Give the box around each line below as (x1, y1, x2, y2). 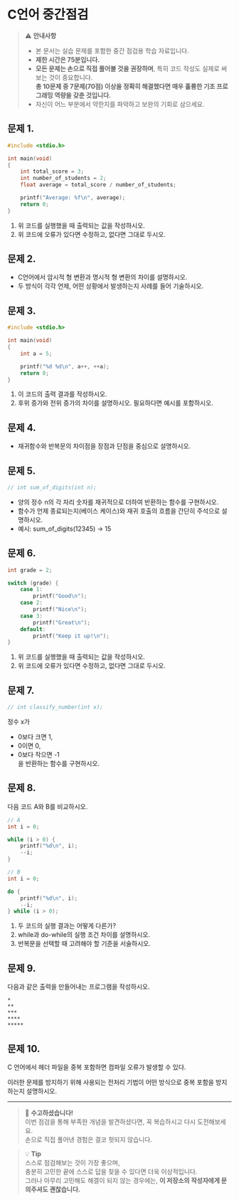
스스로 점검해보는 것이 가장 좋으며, (24, 1158, 120, 1167)
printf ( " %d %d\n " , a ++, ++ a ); (20, 363, 110, 370)
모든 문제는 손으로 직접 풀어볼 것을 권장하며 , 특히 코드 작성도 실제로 (35, 64, 220, 73)
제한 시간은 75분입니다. (35, 55, 100, 64)
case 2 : (20, 599, 43, 607)
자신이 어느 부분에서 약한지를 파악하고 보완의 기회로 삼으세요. (35, 100, 205, 108)
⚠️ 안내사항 (24, 31, 57, 40)
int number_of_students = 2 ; (20, 175, 107, 182)
